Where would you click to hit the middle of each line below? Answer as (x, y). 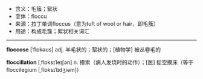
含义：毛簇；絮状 (36, 9)
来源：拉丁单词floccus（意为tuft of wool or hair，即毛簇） (87, 24)
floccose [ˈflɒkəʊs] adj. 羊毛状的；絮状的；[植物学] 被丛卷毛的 (84, 49)
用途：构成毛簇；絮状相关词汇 (52, 31)
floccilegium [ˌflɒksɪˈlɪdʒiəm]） (44, 70)
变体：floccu (31, 16)
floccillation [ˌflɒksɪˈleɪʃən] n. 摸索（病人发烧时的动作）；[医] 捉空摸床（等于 (100, 62)
